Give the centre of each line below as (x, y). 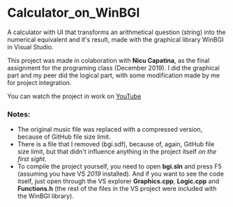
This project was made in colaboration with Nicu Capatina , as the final (108, 60)
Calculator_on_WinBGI (74, 13)
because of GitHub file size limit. (64, 137)
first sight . (32, 159)
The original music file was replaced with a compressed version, (110, 130)
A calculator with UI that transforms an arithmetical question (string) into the (116, 32)
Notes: (19, 114)
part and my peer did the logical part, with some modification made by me (114, 75)
